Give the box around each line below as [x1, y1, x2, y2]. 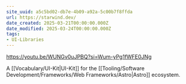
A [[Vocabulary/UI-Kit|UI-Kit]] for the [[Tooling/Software [6, 65, 145, 72]
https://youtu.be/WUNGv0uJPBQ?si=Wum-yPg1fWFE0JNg [6, 53, 152, 60]
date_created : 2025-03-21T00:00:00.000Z [6, 20, 109, 26]
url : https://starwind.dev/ [6, 14, 77, 20]
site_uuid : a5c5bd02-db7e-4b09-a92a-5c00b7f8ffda [6, 8, 133, 15]
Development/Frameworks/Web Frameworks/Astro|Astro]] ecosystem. [6, 71, 181, 78]
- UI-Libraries [6, 37, 44, 43]
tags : [6, 31, 20, 37]
